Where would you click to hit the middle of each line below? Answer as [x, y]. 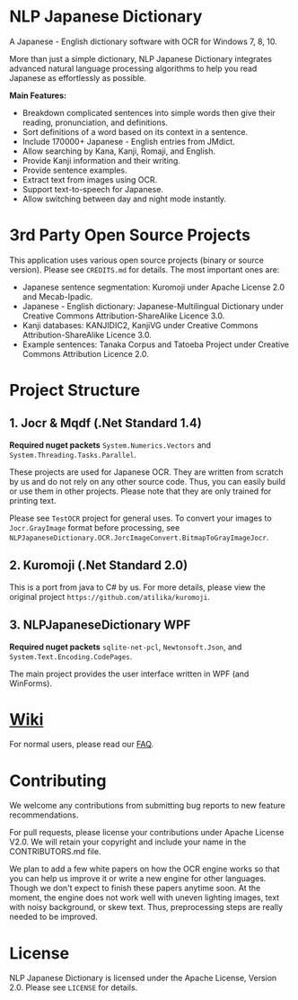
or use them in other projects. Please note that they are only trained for [140, 491]
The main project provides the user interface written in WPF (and [129, 674]
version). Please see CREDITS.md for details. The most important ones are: [145, 269]
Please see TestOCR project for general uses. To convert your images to [140, 518]
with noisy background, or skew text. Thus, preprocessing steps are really [146, 907]
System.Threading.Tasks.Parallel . [73, 454]
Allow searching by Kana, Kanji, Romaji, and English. [119, 151]
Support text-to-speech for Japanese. [93, 189]
